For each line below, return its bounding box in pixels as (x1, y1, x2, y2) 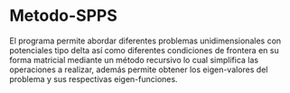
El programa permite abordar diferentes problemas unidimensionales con (9, 35, 282, 46)
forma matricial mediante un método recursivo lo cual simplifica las (9, 54, 259, 65)
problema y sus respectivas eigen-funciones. (9, 73, 178, 84)
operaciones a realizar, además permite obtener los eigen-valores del (9, 64, 268, 75)
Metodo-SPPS (9, 5, 117, 26)
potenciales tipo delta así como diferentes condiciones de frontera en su (9, 44, 279, 55)
